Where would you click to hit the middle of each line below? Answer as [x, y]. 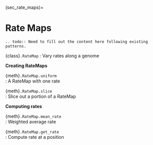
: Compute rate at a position [35, 137]
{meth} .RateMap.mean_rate [33, 116]
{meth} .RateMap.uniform [31, 75]
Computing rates [24, 106]
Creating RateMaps [26, 66]
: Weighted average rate [31, 121]
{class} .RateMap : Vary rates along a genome [52, 55]
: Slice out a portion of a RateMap [41, 96]
